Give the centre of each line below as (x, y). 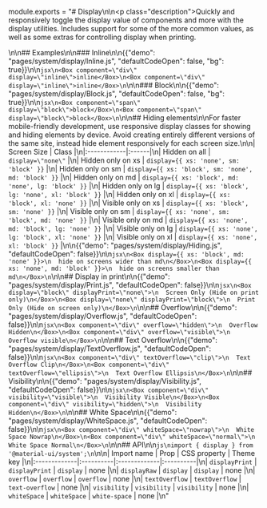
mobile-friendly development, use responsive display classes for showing (130, 126)
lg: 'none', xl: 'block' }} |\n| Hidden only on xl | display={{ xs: (120, 194)
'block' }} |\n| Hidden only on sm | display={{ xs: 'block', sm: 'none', (131, 169)
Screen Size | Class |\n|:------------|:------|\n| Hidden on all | (110, 152)
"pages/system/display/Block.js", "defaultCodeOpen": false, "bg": (117, 94)
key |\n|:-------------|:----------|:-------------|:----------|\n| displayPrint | (133, 462)
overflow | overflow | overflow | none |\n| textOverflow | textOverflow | (125, 479)
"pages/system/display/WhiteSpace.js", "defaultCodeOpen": (108, 421)
